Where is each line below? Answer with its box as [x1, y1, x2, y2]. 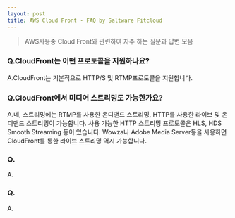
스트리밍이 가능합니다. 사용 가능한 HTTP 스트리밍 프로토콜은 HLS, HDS [25, 119, 222, 127]
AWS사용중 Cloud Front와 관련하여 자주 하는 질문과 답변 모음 [24, 37, 193, 46]
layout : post [7, 10, 46, 18]
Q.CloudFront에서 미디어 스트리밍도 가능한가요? [7, 93, 164, 103]
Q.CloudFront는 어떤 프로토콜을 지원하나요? [7, 56, 150, 66]
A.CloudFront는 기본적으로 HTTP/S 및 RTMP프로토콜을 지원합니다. [7, 73, 193, 82]
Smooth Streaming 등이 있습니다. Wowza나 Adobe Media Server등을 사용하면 [7, 128, 227, 136]
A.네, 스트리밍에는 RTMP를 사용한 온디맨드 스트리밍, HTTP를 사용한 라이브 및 [7, 110, 221, 119]
